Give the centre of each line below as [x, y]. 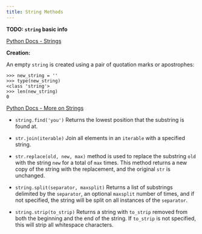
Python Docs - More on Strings [45, 108]
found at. [26, 126]
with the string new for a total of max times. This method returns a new [101, 162]
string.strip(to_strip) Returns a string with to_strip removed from [101, 212]
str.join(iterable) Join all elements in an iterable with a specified [100, 138]
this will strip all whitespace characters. [64, 224]
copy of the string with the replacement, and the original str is [93, 169]
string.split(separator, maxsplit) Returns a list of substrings [94, 187]
